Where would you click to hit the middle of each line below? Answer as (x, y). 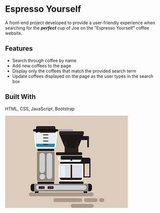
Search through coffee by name (44, 61)
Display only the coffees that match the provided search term (74, 71)
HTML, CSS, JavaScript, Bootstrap (40, 109)
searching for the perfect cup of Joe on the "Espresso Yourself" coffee (77, 28)
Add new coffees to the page (41, 65)
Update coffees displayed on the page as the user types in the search (83, 76)
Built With (20, 97)
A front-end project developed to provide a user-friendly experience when (80, 23)
